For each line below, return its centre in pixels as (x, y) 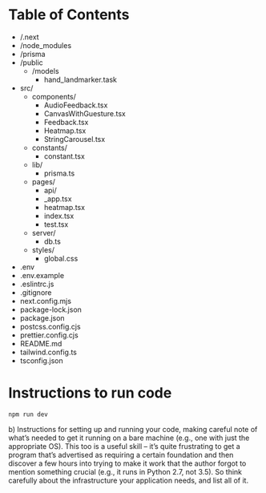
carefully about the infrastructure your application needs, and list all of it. (129, 480)
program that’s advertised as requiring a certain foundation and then (121, 455)
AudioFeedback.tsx (76, 105)
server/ (44, 232)
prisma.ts (59, 173)
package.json (42, 317)
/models (45, 71)
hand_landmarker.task (81, 79)
